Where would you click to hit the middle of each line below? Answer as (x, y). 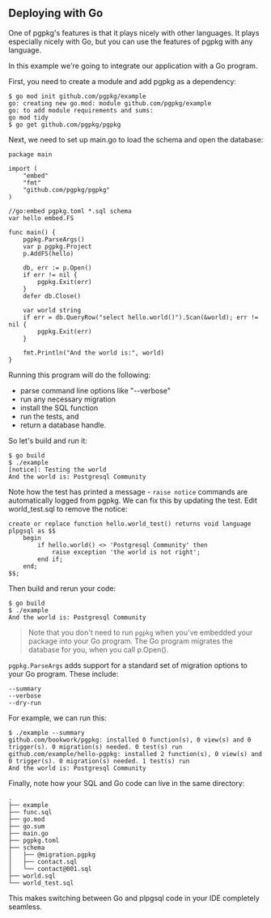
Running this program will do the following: (80, 375)
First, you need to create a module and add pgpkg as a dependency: (123, 81)
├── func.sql (30, 812)
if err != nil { (51, 274)
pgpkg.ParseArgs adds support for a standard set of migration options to (128, 665)
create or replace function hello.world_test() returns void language (130, 524)
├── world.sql (32, 876)
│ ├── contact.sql (43, 861)
